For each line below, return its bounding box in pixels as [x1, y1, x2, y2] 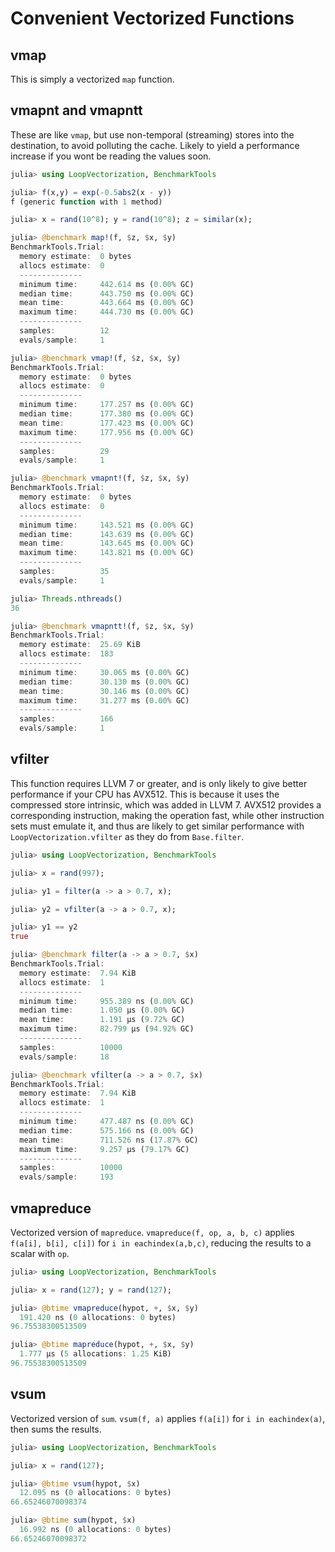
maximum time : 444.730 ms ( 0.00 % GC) [19, 307, 195, 317]
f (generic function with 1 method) [10, 197, 163, 207]
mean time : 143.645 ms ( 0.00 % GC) [19, 538, 195, 549]
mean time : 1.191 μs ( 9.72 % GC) [19, 1015, 186, 1025]
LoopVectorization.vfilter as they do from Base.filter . [10, 830, 245, 842]
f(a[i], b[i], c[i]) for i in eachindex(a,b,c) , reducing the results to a [10, 1237, 312, 1249]
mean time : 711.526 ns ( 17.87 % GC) [19, 1135, 199, 1145]
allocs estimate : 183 [19, 649, 114, 659]
